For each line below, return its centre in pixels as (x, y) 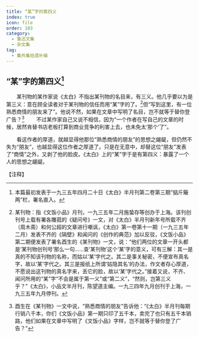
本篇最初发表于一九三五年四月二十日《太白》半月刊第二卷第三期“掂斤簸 (101, 192)
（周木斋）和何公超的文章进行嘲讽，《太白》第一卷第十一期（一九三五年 (102, 227)
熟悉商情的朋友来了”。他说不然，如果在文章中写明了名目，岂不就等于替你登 (98, 112)
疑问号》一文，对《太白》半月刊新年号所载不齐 (129, 219)
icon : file (20, 22)
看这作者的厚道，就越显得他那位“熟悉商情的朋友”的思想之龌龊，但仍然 (102, 139)
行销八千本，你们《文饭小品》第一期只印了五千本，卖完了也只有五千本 (100, 313)
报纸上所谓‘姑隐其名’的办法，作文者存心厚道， (136, 264)
